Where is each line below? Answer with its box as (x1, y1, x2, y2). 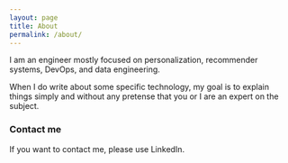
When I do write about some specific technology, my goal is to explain (9, 82, 270, 93)
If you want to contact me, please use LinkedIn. (9, 143, 185, 154)
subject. (9, 101, 40, 112)
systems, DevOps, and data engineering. (9, 64, 160, 75)
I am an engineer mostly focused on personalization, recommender (9, 55, 258, 66)
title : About (9, 22, 58, 31)
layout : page (9, 13, 58, 23)
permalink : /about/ (9, 30, 83, 39)
